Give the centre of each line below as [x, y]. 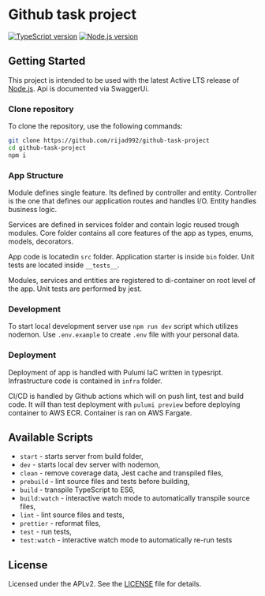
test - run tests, [46, 532]
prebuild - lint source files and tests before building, [105, 482]
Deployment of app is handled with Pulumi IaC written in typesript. [116, 372]
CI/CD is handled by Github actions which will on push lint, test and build [126, 396]
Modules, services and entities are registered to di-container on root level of [132, 280]
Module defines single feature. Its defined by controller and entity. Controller [132, 192]
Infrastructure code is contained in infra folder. [86, 381]
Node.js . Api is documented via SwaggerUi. [79, 88]
